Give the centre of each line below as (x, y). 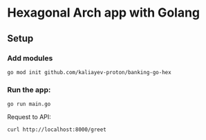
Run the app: (29, 89)
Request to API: (29, 117)
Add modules (30, 58)
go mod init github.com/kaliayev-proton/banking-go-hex (89, 72)
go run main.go (29, 104)
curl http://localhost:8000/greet (57, 130)
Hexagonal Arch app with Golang (104, 13)
